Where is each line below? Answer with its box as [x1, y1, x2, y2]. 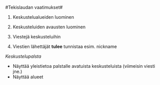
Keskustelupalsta [5, 53, 42, 59]
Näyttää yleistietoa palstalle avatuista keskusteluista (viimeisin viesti [12, 63, 155, 69]
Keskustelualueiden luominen [12, 14, 75, 20]
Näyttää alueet [12, 74, 44, 80]
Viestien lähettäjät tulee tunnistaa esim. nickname [12, 44, 117, 50]
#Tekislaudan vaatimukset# [5, 5, 63, 10]
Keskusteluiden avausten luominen [12, 24, 86, 30]
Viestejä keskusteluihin [12, 34, 61, 39]
